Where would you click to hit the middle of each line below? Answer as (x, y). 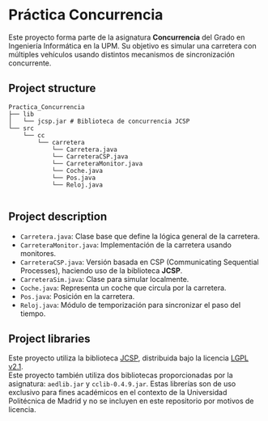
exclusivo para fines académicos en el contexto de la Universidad (118, 393)
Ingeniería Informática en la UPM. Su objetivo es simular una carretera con (132, 45)
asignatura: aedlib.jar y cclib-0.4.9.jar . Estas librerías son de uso (122, 384)
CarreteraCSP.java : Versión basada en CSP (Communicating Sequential (139, 262)
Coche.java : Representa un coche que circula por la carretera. (123, 288)
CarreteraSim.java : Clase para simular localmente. (104, 279)
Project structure (52, 88)
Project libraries (49, 338)
